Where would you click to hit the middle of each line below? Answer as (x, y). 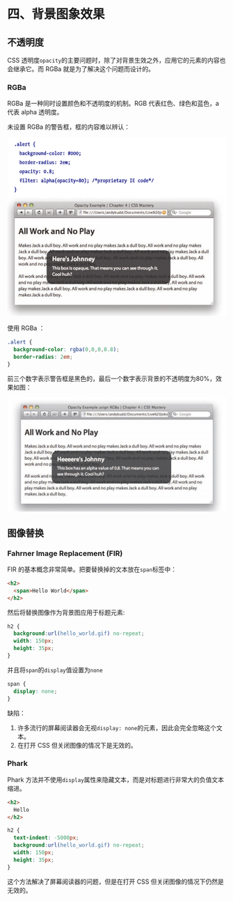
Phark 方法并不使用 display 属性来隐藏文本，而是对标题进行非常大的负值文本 (116, 779)
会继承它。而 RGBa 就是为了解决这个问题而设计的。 (81, 69)
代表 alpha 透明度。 (35, 112)
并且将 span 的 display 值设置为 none (55, 670)
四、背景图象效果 (56, 14)
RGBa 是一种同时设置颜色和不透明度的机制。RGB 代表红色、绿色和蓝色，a (113, 103)
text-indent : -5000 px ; (46, 838)
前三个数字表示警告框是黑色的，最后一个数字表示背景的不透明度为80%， (112, 378)
